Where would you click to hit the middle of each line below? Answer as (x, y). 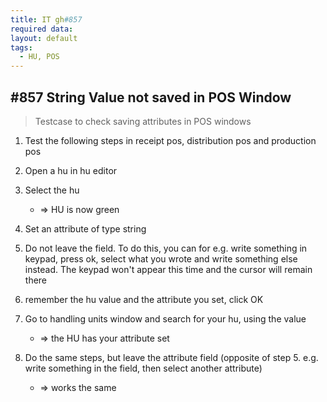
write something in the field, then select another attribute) (143, 368)
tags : (21, 47)
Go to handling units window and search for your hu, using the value (165, 318)
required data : (42, 29)
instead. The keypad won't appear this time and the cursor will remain (168, 269)
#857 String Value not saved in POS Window (151, 97)
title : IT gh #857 (46, 19)
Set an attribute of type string (85, 228)
